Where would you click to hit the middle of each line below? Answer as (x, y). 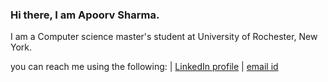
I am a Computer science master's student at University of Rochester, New (164, 37)
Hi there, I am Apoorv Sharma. (85, 15)
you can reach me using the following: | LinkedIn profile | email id (144, 67)
